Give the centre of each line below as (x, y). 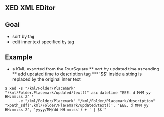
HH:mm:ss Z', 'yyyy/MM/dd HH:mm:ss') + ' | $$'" (56, 110)
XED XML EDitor (30, 8)
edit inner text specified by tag (43, 42)
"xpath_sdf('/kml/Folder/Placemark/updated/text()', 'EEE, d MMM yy (77, 105)
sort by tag (23, 37)
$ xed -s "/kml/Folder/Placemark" (41, 88)
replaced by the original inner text (47, 79)
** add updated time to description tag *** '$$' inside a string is (77, 74)
